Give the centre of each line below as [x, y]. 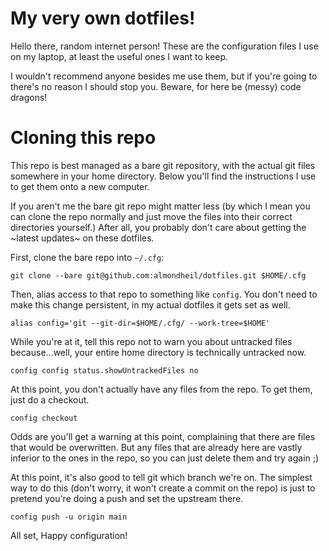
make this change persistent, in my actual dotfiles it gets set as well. [150, 304]
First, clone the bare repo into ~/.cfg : [87, 257]
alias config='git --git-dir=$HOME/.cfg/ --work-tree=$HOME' [140, 323]
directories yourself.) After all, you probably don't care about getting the [158, 227]
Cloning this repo [83, 138]
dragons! [29, 97]
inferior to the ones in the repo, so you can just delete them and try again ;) [165, 458]
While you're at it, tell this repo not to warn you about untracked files [151, 341]
